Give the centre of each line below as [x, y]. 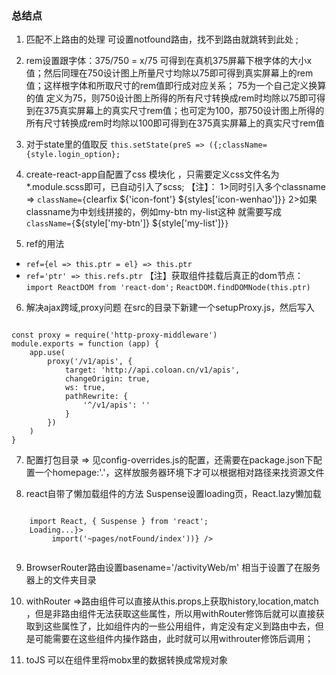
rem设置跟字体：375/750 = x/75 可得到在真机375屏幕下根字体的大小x [169, 61]
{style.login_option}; [73, 155]
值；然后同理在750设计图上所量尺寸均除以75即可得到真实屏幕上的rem [169, 73]
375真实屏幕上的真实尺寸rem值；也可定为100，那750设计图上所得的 [184, 111]
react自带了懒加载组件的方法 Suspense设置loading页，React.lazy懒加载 [173, 494]
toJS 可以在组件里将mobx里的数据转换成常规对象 [127, 660]
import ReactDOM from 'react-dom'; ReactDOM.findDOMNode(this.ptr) [168, 288]
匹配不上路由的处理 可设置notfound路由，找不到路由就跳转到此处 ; [162, 39]
